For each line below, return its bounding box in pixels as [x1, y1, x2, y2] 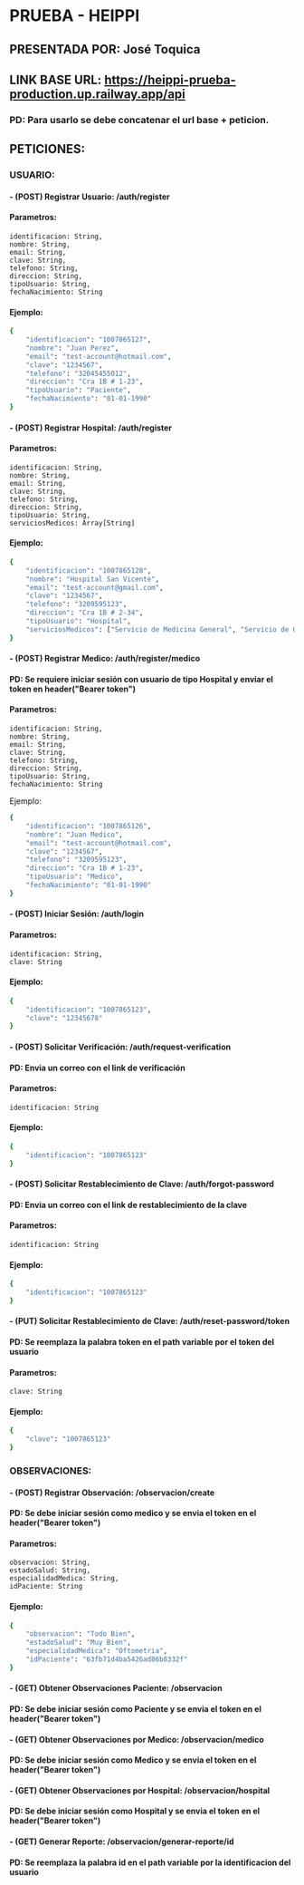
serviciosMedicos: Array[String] [9, 518, 136, 527]
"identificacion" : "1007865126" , [25, 821, 152, 830]
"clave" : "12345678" [25, 1013, 103, 1022]
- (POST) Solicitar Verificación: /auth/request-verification [9, 1041, 232, 1052]
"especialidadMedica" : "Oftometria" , [25, 1647, 168, 1656]
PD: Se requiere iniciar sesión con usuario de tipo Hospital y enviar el [9, 673, 274, 684]
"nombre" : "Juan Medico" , [25, 830, 124, 839]
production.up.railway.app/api [9, 86, 185, 101]
